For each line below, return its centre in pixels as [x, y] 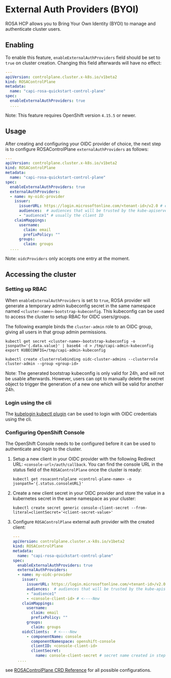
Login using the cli [28, 402]
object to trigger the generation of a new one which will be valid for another [84, 384]
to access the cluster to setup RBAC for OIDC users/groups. [68, 317]
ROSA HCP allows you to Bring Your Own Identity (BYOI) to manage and [81, 24]
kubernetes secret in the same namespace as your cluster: [74, 499]
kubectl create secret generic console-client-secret [71, 508]
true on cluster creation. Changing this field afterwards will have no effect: [83, 63]
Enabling [20, 45]
